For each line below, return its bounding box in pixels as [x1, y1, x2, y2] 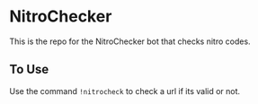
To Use [9, 62, 49, 77]
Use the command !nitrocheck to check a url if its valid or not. [9, 85, 241, 96]
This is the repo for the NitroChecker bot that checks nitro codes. [9, 36, 251, 47]
